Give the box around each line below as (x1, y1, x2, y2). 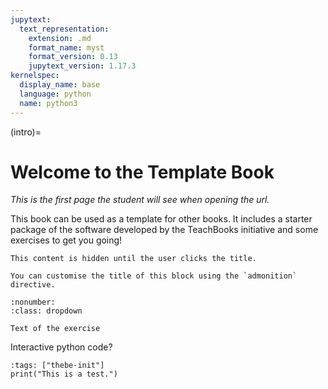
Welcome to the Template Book (10, 161, 275, 183)
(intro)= (10, 126, 42, 138)
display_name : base (19, 80, 101, 90)
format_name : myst (28, 42, 105, 53)
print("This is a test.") (10, 369, 118, 380)
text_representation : (19, 24, 110, 34)
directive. (10, 280, 56, 290)
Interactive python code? (10, 341, 113, 353)
